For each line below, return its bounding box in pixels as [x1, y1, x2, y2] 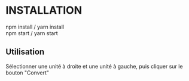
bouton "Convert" [5, 69, 49, 76]
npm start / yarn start [5, 29, 58, 36]
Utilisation [5, 47, 45, 57]
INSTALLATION [5, 4, 82, 17]
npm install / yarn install [5, 23, 65, 30]
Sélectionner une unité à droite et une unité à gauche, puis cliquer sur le [5, 63, 183, 70]
